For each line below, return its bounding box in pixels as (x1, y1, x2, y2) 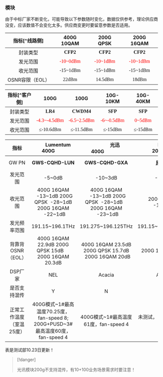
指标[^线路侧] (13, 37, 44, 44)
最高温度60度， (35, 328, 71, 334)
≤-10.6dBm (38, 127, 62, 132)
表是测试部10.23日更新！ (5, 347, 54, 353)
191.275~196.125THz (80, 223, 133, 230)
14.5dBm (96, 77, 114, 82)
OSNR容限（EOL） (7, 77, 50, 83)
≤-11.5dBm (70, 127, 93, 132)
